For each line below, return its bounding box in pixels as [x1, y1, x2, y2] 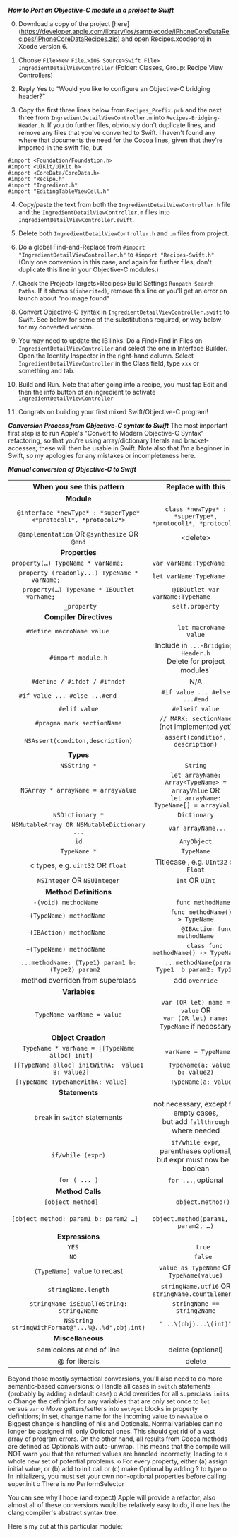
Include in [155, 641, 188, 650]
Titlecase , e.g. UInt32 [155, 857, 228, 867]
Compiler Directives [44, 612, 113, 621]
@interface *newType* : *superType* [17, 509, 141, 517]
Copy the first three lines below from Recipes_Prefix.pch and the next [18, 106, 222, 114]
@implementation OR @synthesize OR [18, 530, 138, 539]
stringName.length [47, 1286, 109, 1293]
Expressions [56, 1232, 100, 1241]
